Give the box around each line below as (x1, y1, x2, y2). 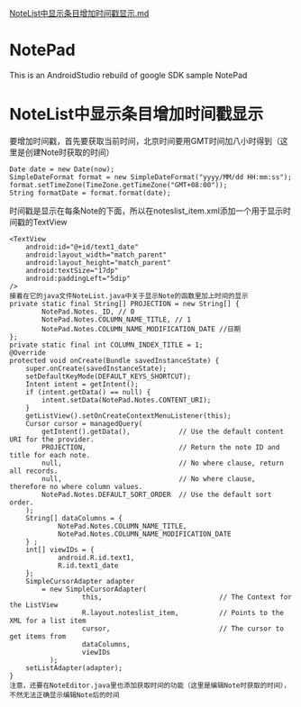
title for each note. (9, 450, 91, 459)
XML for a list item (9, 616, 87, 625)
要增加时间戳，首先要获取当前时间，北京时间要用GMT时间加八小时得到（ (9, 135, 281, 146)
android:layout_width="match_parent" (25, 250, 168, 259)
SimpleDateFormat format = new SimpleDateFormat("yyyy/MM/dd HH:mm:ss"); (9, 172, 293, 182)
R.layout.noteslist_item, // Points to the (81, 608, 284, 617)
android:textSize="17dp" (25, 266, 119, 275)
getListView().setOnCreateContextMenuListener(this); (25, 411, 232, 421)
